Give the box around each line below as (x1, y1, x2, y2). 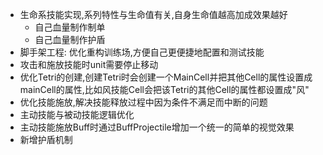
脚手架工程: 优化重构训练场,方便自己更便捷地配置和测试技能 (19, 46, 265, 58)
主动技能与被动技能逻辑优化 (19, 109, 135, 120)
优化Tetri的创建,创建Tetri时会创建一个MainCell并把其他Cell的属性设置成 (19, 71, 313, 83)
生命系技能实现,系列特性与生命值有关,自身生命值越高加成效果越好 (19, 9, 288, 20)
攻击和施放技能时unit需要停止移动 (19, 59, 159, 70)
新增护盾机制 (19, 134, 73, 145)
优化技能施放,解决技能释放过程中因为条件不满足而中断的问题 (19, 96, 268, 108)
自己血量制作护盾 (34, 34, 106, 45)
